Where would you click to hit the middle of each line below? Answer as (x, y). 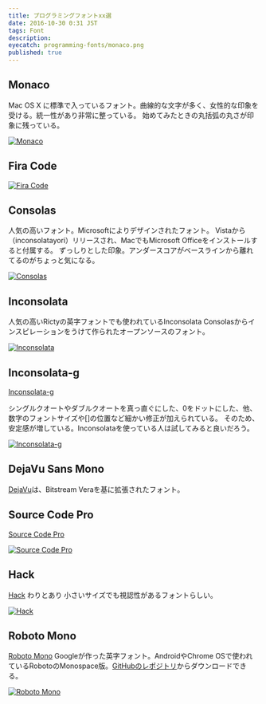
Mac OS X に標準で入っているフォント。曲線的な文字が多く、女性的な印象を (133, 105)
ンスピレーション (36, 332)
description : (30, 38)
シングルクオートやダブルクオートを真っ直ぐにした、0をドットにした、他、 (133, 408)
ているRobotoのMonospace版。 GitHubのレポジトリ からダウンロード (121, 666)
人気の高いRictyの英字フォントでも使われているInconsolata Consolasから (128, 322)
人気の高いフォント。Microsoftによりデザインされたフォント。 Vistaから (127, 230)
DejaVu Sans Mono (57, 469)
